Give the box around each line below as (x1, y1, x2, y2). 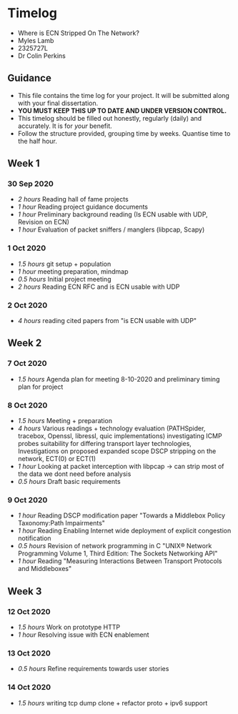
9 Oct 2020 (7, 495, 48, 505)
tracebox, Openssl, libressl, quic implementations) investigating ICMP (17, 432, 223, 440)
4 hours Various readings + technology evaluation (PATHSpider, (17, 424, 206, 433)
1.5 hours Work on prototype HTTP (17, 623, 120, 631)
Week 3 (7, 585, 42, 598)
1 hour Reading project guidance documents (17, 202, 149, 212)
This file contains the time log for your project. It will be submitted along (17, 91, 230, 99)
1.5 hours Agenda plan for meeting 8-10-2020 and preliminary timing (17, 375, 220, 383)
